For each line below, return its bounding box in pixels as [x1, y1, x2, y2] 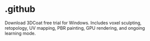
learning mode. [4, 30, 36, 36]
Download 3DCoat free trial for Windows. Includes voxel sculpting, [4, 20, 142, 26]
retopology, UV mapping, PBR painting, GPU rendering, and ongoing [4, 25, 145, 31]
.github [4, 3, 35, 15]
